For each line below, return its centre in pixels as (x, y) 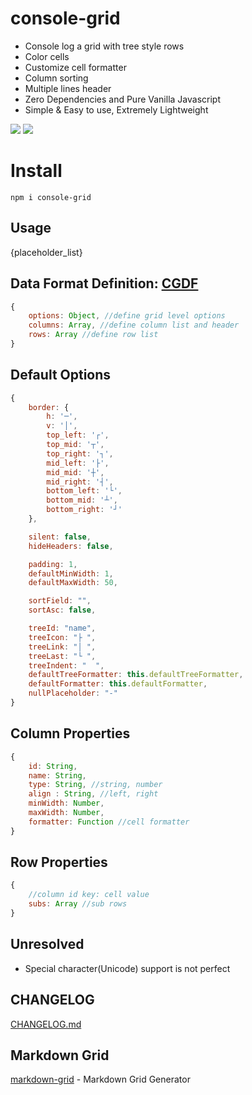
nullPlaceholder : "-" (73, 693)
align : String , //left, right (93, 794)
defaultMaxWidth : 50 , (73, 583)
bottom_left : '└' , (84, 491)
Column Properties (70, 733)
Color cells (47, 56)
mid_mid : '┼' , (75, 472)
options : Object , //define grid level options (127, 316)
